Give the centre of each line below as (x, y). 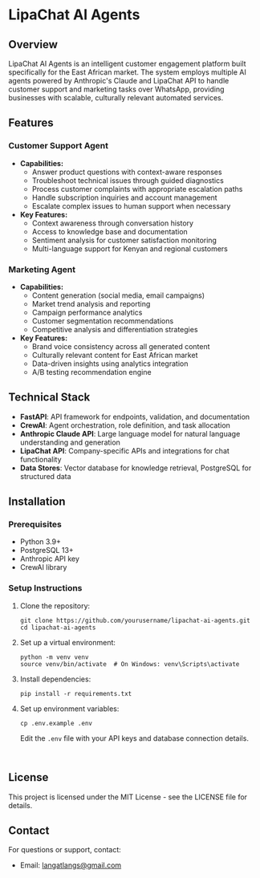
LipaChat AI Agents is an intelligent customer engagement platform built (127, 63)
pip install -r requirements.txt (76, 693)
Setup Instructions (45, 588)
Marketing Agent (42, 269)
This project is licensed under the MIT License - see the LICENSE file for (128, 797)
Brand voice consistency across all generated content (121, 346)
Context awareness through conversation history (113, 223)
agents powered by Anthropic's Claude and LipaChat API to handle (119, 81)
